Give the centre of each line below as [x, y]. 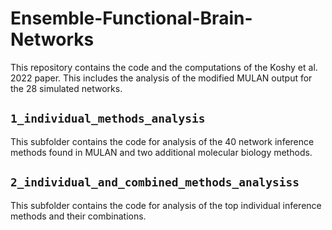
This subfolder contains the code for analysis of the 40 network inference [162, 141]
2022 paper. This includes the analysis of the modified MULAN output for [161, 78]
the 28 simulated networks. [66, 88]
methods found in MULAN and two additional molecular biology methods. [161, 152]
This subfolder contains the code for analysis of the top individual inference [166, 205]
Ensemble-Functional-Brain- [131, 18]
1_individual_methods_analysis [108, 119]
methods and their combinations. [78, 216]
